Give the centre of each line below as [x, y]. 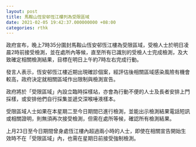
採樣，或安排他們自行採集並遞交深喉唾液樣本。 [62, 99]
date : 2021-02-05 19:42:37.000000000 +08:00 [61, 22]
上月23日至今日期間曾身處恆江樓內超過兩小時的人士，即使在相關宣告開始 [94, 131]
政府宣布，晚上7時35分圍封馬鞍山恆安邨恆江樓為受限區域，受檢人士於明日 [95, 45]
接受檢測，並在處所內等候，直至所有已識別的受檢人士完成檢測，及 [104, 52]
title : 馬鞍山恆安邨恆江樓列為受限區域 [48, 17]
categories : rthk [27, 28]
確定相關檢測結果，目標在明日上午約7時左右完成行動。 [76, 60]
